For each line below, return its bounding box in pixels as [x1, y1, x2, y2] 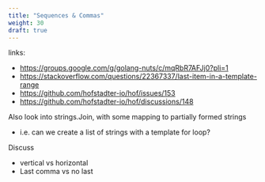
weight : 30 [8, 19, 44, 27]
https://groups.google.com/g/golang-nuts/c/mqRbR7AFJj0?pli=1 [19, 63, 229, 73]
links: [8, 48, 26, 58]
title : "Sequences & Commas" [8, 11, 104, 20]
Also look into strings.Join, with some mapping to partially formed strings [8, 112, 247, 122]
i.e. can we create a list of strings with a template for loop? [19, 127, 211, 137]
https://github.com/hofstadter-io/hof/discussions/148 [19, 97, 194, 107]
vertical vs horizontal [19, 158, 89, 168]
